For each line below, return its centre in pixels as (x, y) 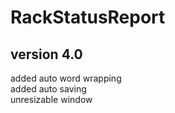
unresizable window (51, 99)
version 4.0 (46, 54)
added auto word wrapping (66, 78)
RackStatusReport (88, 17)
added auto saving (48, 89)
